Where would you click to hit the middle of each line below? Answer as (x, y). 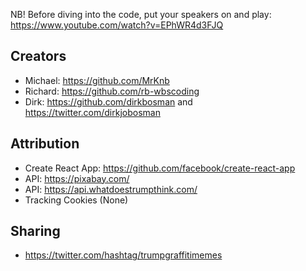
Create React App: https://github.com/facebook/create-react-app (160, 168)
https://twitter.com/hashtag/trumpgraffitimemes (123, 255)
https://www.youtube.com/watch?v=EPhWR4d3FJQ (117, 25)
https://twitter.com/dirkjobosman (92, 112)
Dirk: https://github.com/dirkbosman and (108, 101)
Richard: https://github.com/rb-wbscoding (112, 91)
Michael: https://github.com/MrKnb (97, 80)
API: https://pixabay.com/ (77, 178)
